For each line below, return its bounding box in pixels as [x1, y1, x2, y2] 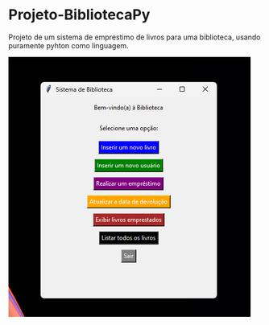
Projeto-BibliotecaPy [8, 6, 151, 24]
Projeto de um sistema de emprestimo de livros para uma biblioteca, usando [8, 32, 261, 42]
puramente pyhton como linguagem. [8, 40, 129, 50]
